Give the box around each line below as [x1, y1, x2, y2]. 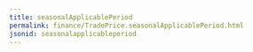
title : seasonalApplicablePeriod [9, 12, 133, 22]
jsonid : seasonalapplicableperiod [9, 29, 138, 38]
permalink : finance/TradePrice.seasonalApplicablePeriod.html [9, 21, 244, 30]
